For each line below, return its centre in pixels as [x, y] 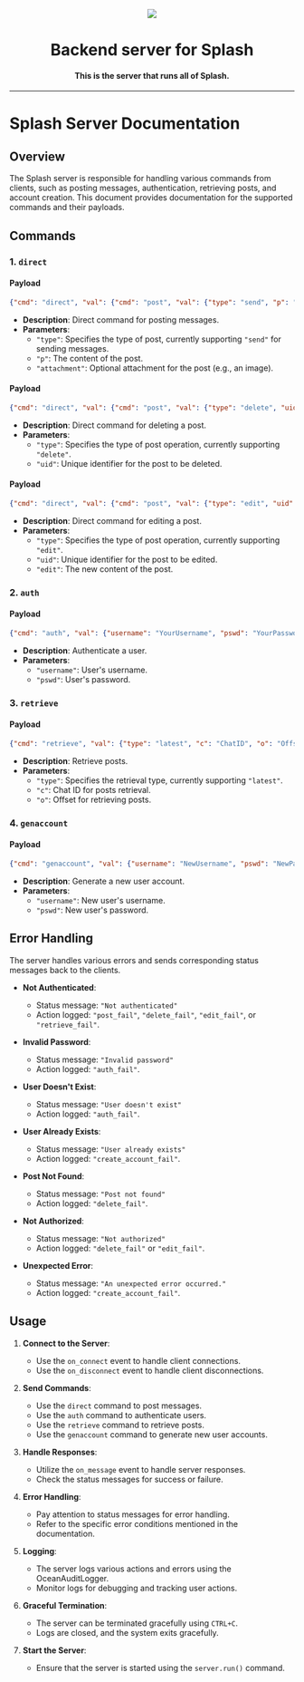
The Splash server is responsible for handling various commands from [140, 179]
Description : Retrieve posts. [75, 760]
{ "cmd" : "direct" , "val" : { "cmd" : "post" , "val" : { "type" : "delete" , [143, 408]
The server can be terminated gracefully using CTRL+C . [137, 1623]
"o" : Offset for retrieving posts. [94, 799]
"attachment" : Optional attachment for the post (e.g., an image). [155, 368]
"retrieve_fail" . [68, 1024]
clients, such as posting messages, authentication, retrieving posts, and [143, 188]
